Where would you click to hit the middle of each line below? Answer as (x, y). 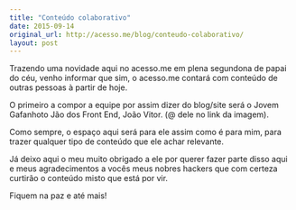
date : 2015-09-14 (42, 26)
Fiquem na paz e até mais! (58, 196)
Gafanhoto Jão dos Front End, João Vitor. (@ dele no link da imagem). (139, 114)
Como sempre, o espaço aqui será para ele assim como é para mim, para (146, 132)
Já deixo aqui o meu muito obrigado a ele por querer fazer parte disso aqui (148, 160)
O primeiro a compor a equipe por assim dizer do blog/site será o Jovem (144, 105)
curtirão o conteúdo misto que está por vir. (89, 178)
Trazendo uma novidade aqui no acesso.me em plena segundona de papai (148, 68)
